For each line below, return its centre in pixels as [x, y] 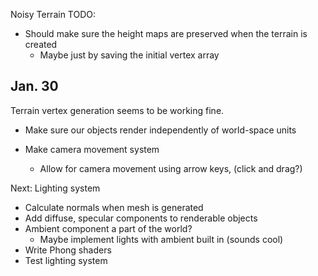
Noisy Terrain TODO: [53, 14]
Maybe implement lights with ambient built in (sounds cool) [161, 239]
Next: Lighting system [55, 188]
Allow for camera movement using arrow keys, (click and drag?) [171, 168]
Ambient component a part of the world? [108, 228]
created [41, 44]
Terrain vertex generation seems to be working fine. [117, 110]
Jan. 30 [34, 86]
